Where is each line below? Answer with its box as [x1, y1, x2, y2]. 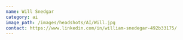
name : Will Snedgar [5, 8, 54, 15]
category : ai [5, 14, 38, 20]
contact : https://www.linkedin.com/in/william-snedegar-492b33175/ [5, 25, 178, 31]
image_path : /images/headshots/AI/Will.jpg [5, 19, 116, 25]
